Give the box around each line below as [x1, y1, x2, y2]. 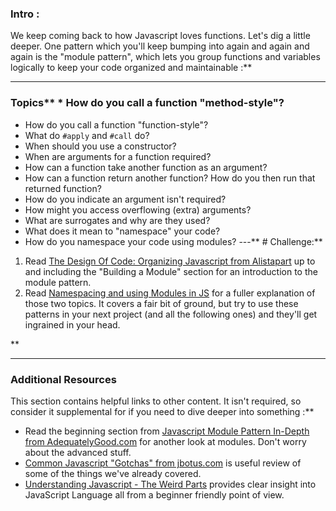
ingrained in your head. [24, 318, 121, 331]
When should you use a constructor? [24, 140, 177, 152]
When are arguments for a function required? [24, 150, 212, 162]
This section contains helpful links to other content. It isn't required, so [10, 395, 302, 407]
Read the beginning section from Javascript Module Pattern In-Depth [24, 425, 310, 437]
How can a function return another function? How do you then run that [24, 172, 316, 184]
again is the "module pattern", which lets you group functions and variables [10, 51, 321, 63]
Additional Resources [10, 372, 117, 386]
